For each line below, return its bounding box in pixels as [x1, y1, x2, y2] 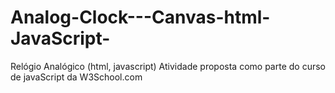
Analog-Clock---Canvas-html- [10, 6, 271, 29]
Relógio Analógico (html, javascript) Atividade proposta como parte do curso [10, 60, 326, 72]
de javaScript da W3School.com [10, 71, 143, 83]
